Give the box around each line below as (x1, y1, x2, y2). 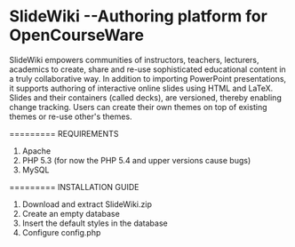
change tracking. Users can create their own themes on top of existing (9, 101, 267, 112)
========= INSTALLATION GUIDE (9, 181, 140, 192)
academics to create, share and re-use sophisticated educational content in (9, 64, 286, 75)
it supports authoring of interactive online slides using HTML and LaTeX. (9, 83, 274, 93)
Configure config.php (21, 227, 101, 237)
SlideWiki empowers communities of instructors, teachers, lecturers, (9, 54, 259, 65)
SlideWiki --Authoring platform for (9, 6, 268, 27)
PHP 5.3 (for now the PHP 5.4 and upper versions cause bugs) (21, 155, 251, 165)
